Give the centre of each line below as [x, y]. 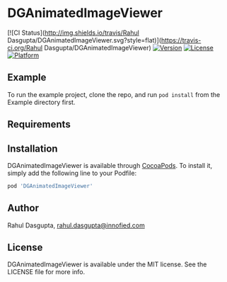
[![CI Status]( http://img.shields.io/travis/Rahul [73, 33]
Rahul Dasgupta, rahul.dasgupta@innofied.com [76, 225]
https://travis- [181, 40]
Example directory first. [41, 102]
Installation [33, 148]
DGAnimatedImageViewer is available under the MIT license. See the [107, 264]
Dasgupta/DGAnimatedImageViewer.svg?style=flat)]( [84, 40]
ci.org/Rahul [25, 47]
